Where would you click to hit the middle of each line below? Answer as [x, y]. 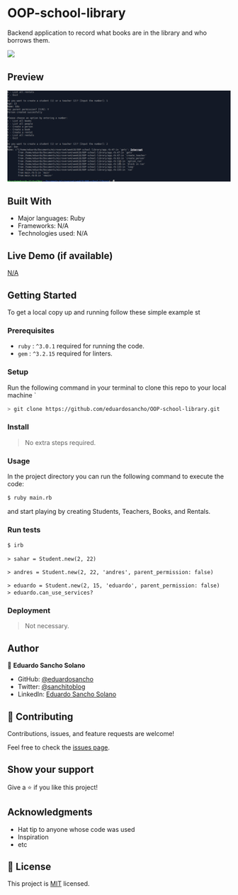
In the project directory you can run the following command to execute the [116, 476]
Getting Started [42, 295]
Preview [26, 77]
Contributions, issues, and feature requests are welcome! [91, 733]
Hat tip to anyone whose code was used [76, 829]
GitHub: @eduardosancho [56, 679]
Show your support [51, 770]
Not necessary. [47, 626]
